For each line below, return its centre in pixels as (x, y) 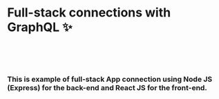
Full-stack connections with (89, 13)
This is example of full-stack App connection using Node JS (110, 79)
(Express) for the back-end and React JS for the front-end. (107, 87)
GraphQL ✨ (40, 27)
